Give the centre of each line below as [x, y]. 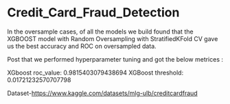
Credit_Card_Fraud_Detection [93, 13]
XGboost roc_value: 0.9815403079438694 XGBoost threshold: [95, 73]
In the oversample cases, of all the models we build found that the [100, 31]
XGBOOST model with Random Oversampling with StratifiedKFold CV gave [113, 38]
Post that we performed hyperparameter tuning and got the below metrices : [115, 59]
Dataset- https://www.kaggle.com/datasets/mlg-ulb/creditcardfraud [102, 93]
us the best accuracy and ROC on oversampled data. [82, 46]
